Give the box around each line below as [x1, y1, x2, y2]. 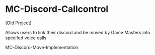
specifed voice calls [5, 35, 47, 41]
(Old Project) [5, 20, 32, 26]
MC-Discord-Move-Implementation [5, 44, 79, 50]
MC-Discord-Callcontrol [5, 3, 109, 15]
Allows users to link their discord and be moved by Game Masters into [5, 29, 150, 35]
